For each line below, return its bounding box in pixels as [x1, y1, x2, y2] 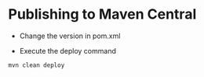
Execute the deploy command [19, 46, 116, 55]
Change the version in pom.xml [19, 31, 121, 40]
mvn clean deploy [8, 61, 65, 69]
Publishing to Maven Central [8, 5, 197, 23]
